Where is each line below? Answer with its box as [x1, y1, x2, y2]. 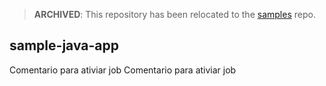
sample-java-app [9, 37, 119, 54]
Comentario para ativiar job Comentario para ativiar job [9, 64, 237, 76]
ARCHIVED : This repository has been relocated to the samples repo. [33, 9, 316, 20]
